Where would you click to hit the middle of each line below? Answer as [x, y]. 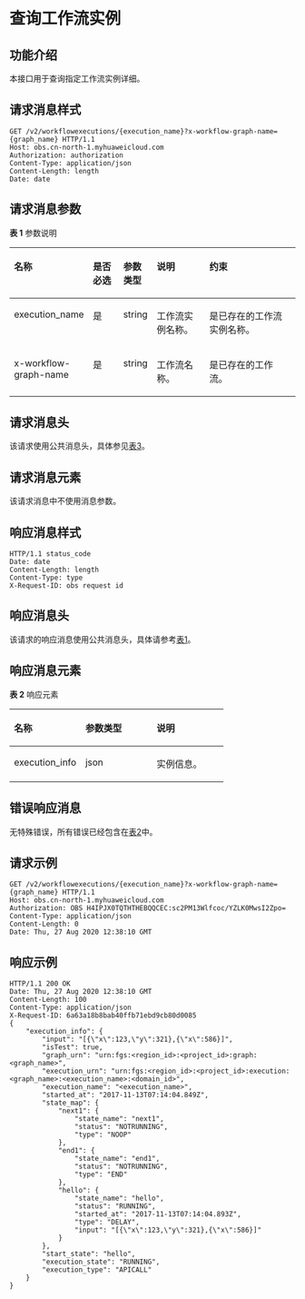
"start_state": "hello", [89, 1254]
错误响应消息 [45, 808]
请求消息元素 [45, 477]
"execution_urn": [74, 1071]
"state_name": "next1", [119, 1119]
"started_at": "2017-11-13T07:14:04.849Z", [125, 1096]
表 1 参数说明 [33, 233]
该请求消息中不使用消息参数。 [65, 501]
